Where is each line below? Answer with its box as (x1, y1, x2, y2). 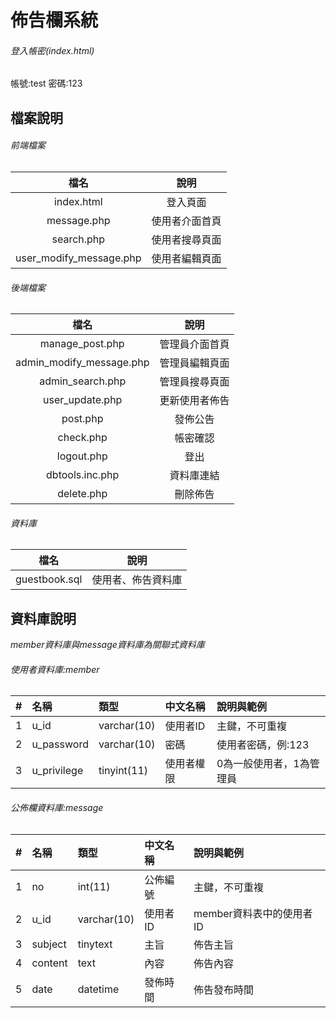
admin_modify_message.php (15, 356, 150, 370)
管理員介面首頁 (159, 337, 230, 351)
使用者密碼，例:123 (216, 738, 310, 752)
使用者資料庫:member (10, 663, 100, 675)
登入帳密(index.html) (10, 44, 95, 56)
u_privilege (31, 764, 84, 778)
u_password (31, 737, 89, 751)
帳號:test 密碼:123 (10, 77, 83, 90)
